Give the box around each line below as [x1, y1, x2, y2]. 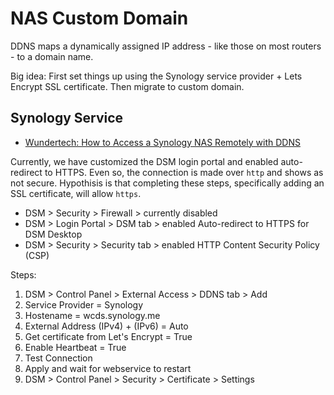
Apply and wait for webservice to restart [24, 362, 192, 374]
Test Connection [24, 352, 93, 364]
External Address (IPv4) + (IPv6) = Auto [24, 320, 189, 332]
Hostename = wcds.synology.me [24, 309, 161, 321]
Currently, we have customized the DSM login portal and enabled [10, 155, 279, 167]
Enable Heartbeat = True [24, 341, 127, 353]
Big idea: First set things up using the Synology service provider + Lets [10, 70, 303, 82]
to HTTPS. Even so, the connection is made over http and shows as [44, 166, 324, 178]
